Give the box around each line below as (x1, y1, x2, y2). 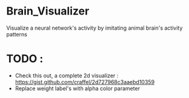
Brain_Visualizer (6, 4, 90, 18)
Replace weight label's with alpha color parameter (15, 85, 141, 92)
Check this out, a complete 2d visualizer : (15, 71, 119, 79)
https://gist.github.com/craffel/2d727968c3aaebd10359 (15, 78, 155, 85)
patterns (6, 30, 27, 38)
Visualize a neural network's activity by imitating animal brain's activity (6, 24, 183, 31)
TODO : (6, 52, 44, 66)
